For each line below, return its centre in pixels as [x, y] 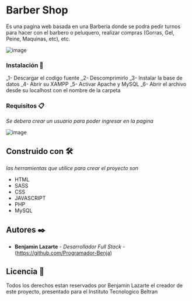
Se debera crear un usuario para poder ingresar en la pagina [80, 121]
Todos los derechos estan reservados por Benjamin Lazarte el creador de [95, 285]
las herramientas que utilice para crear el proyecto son [72, 168]
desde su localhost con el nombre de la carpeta [63, 91]
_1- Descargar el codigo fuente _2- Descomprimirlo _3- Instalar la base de [94, 78]
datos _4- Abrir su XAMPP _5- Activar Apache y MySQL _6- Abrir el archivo [96, 84]
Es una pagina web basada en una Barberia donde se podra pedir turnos [93, 26]
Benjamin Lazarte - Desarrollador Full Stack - [70, 247]
